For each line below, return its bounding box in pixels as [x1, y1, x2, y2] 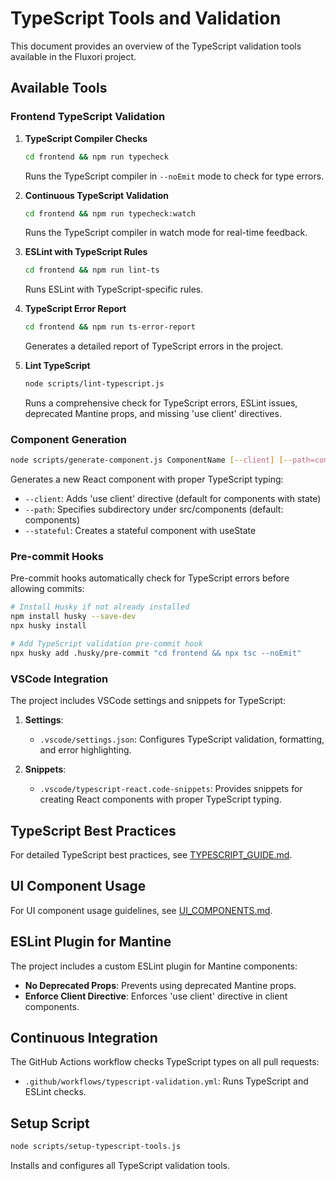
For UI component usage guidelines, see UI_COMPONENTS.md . [10, 904, 273, 916]
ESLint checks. [24, 1086, 87, 1098]
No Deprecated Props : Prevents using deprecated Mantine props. [24, 979, 297, 991]
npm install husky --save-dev [10, 612, 137, 622]
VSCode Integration [10, 672, 109, 686]
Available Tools [10, 80, 108, 97]
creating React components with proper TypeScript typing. [39, 793, 282, 806]
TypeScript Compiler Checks [24, 132, 148, 144]
